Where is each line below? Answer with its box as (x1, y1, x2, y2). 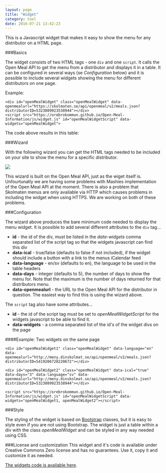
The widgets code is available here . (5, 462, 78, 468)
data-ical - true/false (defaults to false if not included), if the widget (12, 250, 151, 256)
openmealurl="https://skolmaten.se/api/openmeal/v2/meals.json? (5, 104, 140, 109)
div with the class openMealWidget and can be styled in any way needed (5, 427, 154, 433)
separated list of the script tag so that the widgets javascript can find (12, 239, 153, 245)
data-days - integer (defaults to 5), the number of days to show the (12, 271, 150, 277)
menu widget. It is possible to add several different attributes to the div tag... (5, 224, 161, 230)
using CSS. (5, 432, 28, 438)
